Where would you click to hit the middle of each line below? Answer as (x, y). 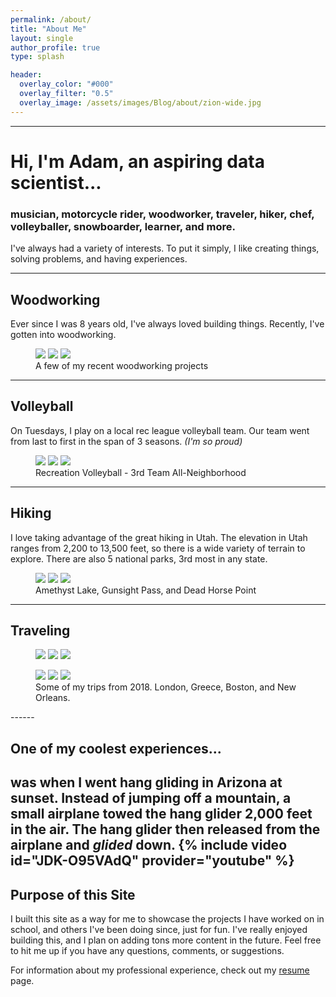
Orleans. (53, 698)
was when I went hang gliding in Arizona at (146, 782)
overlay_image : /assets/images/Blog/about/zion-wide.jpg (140, 102)
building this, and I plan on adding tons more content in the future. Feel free (166, 940)
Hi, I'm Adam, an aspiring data (137, 161)
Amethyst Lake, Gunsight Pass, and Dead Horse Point (146, 590)
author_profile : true (55, 47)
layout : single (42, 38)
